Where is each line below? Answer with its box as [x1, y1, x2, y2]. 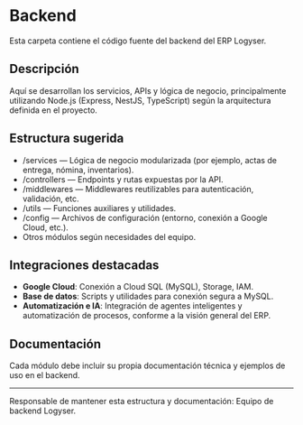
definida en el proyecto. [9, 105, 97, 115]
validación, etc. [22, 193, 79, 204]
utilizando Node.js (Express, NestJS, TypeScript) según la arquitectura [9, 95, 271, 106]
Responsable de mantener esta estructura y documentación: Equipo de [9, 396, 274, 407]
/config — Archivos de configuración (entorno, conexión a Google [22, 212, 268, 223]
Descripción [9, 61, 79, 77]
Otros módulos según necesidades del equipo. [22, 231, 197, 242]
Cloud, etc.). [22, 222, 69, 233]
